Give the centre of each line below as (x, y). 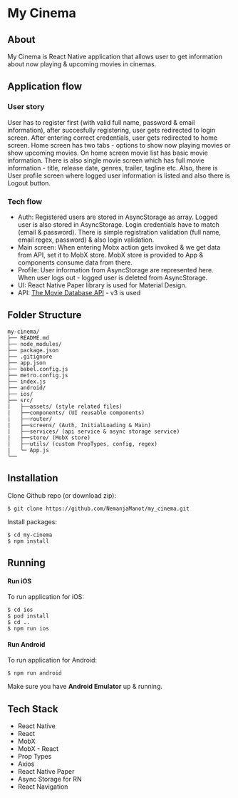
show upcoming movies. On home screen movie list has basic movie (108, 153)
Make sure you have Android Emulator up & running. (85, 687)
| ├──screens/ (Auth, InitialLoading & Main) (79, 425)
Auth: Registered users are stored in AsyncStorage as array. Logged (118, 217)
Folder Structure (45, 315)
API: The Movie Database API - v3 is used (79, 292)
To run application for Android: (52, 660)
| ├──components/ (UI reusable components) (76, 413)
